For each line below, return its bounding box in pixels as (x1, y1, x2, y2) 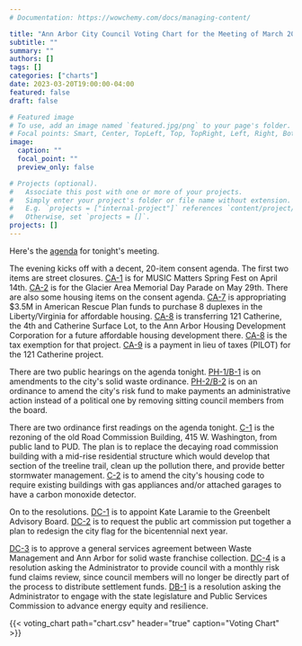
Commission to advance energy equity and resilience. (9, 600, 209, 611)
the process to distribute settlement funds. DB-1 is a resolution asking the (9, 581, 281, 592)
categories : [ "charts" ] (9, 71, 99, 81)
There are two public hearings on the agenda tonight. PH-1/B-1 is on (9, 366, 262, 377)
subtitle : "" (9, 38, 58, 47)
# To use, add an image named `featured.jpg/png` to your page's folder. (9, 121, 292, 130)
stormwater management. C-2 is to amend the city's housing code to (9, 470, 265, 480)
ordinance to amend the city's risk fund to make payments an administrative (9, 385, 291, 396)
